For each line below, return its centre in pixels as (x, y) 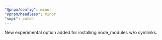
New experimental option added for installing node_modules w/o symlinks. (81, 33)
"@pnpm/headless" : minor (30, 14)
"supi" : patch (19, 19)
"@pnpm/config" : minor (28, 10)
